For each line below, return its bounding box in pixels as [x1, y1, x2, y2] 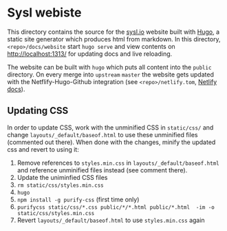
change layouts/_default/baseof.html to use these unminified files [7, 130, 198, 139]
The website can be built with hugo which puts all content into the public [7, 63, 212, 71]
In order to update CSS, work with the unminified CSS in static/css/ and [7, 123, 214, 132]
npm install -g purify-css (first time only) [17, 195, 140, 203]
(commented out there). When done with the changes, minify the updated [7, 138, 216, 146]
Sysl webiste [7, 5, 82, 21]
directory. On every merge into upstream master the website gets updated [7, 70, 215, 79]
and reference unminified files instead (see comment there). [17, 165, 188, 174]
